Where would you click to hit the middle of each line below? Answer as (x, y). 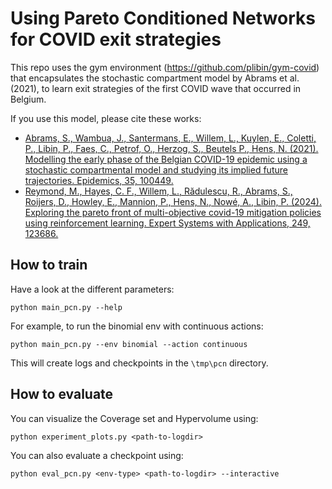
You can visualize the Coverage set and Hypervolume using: (134, 418)
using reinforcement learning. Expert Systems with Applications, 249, (167, 223)
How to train (49, 265)
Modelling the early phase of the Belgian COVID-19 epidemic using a (166, 159)
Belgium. (28, 99)
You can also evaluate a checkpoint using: (97, 455)
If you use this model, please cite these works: (106, 118)
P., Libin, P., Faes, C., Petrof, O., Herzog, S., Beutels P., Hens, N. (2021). (171, 148)
